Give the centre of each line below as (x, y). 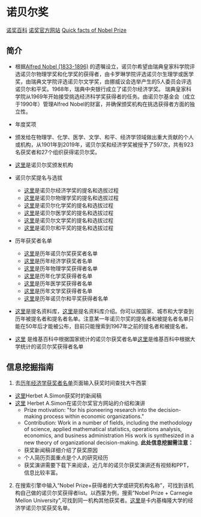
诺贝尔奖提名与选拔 (39, 177)
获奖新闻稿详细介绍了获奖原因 (61, 450)
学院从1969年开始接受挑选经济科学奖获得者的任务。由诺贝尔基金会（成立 (105, 96)
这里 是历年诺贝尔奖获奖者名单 (61, 253)
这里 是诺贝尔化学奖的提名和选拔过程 (69, 205)
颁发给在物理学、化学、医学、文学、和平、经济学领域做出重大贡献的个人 (104, 137)
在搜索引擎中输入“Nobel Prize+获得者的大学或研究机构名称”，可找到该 (102, 485)
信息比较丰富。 (42, 473)
